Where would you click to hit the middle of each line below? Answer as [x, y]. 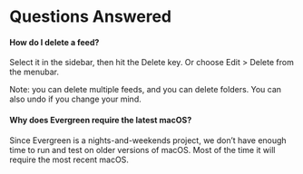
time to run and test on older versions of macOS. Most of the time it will [142, 150]
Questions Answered [91, 17]
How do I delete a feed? [54, 42]
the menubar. [34, 72]
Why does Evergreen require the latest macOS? [101, 120]
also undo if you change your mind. [76, 99]
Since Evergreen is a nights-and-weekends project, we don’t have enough [148, 140]
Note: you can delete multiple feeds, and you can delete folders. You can [146, 90]
